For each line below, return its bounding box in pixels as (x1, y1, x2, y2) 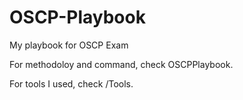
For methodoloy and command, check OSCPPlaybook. (9, 58, 234, 70)
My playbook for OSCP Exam (9, 39, 129, 51)
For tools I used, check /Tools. (9, 77, 134, 90)
